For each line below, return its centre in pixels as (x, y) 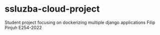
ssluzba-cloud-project (52, 9)
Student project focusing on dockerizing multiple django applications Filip (80, 22)
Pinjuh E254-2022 (23, 27)
